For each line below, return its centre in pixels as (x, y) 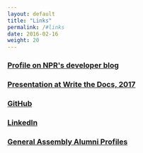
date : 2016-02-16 (33, 34)
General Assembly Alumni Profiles (68, 142)
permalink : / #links (36, 27)
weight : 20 (23, 41)
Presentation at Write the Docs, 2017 (71, 84)
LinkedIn (22, 122)
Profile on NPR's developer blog (63, 65)
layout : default (31, 14)
